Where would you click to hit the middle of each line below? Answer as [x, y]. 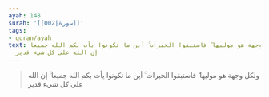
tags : [17, 30]
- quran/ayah [30, 38]
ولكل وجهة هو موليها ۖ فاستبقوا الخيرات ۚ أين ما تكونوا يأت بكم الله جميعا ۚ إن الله [144, 75]
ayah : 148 [25, 16]
